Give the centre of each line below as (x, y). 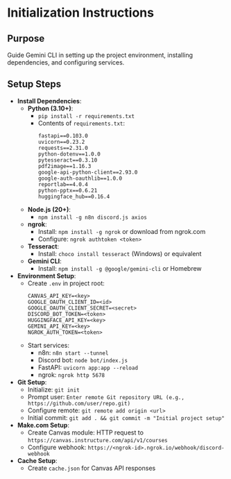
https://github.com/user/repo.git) (79, 403)
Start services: (48, 345)
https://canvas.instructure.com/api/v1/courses (97, 440)
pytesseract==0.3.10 (68, 160)
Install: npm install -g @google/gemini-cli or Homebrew (120, 268)
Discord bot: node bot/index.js (83, 360)
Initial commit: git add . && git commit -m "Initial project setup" (126, 417)
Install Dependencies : (49, 101)
